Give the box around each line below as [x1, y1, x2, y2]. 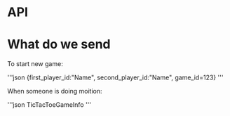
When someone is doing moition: [7, 87, 103, 96]
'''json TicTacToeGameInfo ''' [7, 101, 92, 109]
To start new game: [7, 60, 63, 68]
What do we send [7, 37, 111, 53]
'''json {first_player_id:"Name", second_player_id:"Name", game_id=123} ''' [7, 73, 224, 82]
